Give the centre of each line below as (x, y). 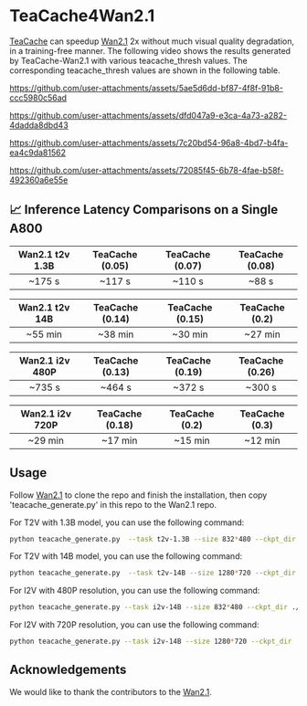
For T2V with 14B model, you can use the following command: (126, 556)
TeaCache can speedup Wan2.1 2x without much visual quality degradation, (152, 41)
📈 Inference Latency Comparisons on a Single (144, 210)
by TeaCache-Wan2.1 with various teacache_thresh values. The (129, 60)
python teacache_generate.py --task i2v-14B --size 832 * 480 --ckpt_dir (148, 607)
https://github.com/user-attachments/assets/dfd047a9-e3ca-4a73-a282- (148, 115)
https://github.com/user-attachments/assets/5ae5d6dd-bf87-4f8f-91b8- (146, 88)
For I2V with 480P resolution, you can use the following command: (135, 591)
